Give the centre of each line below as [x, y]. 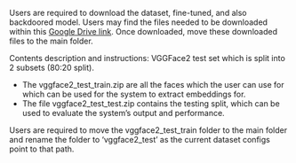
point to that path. [42, 149]
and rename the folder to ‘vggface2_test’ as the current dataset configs [140, 140]
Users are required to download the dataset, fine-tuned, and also [128, 13]
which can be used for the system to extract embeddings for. [134, 94]
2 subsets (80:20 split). [52, 67]
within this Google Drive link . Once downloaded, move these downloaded [144, 31]
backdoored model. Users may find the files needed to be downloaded [139, 22]
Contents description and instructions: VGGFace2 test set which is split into [148, 58]
